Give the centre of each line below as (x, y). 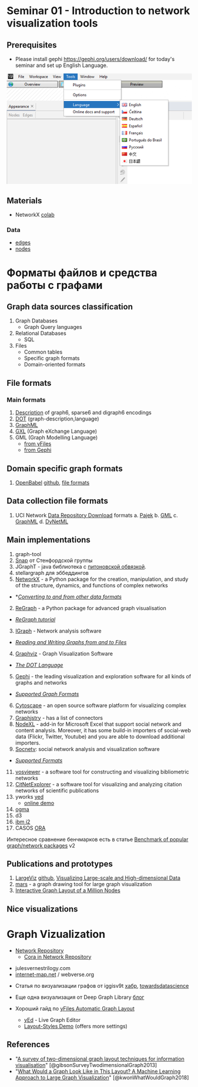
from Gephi (38, 450)
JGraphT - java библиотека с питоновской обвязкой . (80, 566)
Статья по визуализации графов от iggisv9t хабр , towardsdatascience (102, 985)
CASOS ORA (30, 828)
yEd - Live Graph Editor (52, 1019)
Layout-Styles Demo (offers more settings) (76, 1026)
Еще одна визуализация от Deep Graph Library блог (80, 997)
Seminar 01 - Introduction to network (98, 11)
